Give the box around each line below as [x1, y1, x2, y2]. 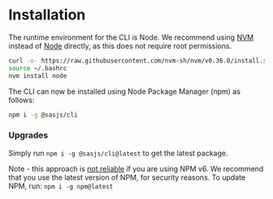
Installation [8, 6, 86, 24]
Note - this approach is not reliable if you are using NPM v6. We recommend [8, 163, 264, 173]
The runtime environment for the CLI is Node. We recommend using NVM [8, 32, 254, 42]
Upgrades [8, 129, 49, 141]
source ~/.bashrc [8, 64, 67, 72]
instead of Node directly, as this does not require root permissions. [8, 40, 232, 50]
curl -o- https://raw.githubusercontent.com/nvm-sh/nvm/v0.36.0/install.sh [8, 57, 271, 65]
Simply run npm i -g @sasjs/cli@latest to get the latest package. [8, 148, 228, 158]
